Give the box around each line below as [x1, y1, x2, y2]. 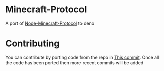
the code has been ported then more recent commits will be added [5, 59, 144, 66]
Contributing [5, 38, 60, 49]
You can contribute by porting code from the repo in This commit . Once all [5, 54, 159, 60]
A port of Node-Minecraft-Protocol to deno [5, 20, 95, 26]
